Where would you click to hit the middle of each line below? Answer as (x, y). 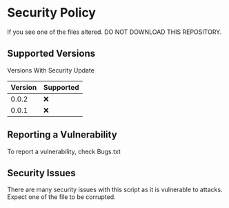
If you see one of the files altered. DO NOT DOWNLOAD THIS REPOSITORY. (114, 32)
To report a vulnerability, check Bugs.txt (64, 151)
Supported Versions (51, 54)
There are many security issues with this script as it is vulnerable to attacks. (115, 190)
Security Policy (52, 13)
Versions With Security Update (51, 70)
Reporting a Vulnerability (62, 135)
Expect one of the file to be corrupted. (61, 197)
